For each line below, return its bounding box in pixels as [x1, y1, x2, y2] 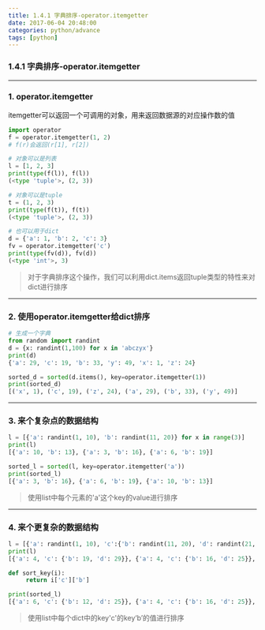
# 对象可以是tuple [8, 191, 63, 199]
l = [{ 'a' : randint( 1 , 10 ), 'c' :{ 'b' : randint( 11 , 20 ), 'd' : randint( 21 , [8, 540, 256, 548]
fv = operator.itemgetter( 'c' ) [8, 242, 111, 250]
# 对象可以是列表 [8, 155, 57, 163]
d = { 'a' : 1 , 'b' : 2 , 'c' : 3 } [8, 234, 108, 243]
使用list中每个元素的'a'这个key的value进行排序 [27, 493, 178, 502]
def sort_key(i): [8, 569, 65, 577]
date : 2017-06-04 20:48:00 [8, 19, 97, 27]
